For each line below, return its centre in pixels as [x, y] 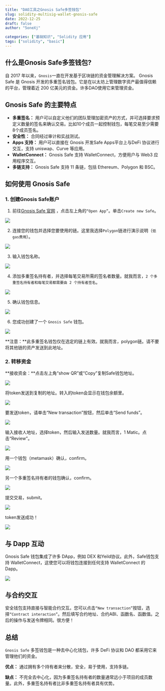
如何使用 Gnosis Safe [38, 184]
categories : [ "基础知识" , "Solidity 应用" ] [48, 37]
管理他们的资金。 [22, 656]
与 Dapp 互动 [25, 543]
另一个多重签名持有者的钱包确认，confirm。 [50, 478]
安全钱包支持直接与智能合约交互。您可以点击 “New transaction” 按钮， [75, 608]
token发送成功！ [22, 518]
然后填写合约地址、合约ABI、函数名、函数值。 [109, 614]
